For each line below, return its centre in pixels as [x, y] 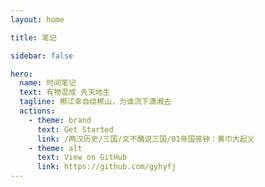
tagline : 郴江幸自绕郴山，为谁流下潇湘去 [95, 102]
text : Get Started [75, 129]
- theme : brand [60, 120]
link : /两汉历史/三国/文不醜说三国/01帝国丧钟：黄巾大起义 [145, 139]
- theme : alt [55, 148]
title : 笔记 [33, 37]
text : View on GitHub [82, 157]
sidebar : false [42, 56]
